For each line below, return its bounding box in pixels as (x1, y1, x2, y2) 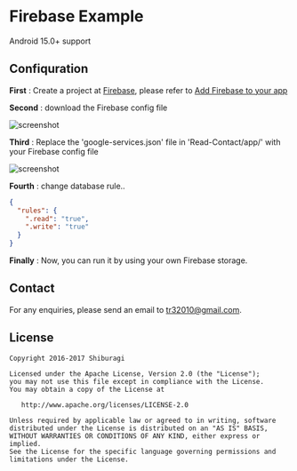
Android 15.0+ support (9, 36, 92, 46)
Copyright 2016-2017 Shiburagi (9, 354, 125, 363)
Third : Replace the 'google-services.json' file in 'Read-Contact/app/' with (9, 136, 281, 148)
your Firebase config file (9, 146, 100, 156)
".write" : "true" (25, 222, 90, 232)
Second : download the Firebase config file (9, 102, 168, 113)
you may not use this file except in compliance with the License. (9, 377, 265, 386)
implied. (9, 439, 42, 448)
